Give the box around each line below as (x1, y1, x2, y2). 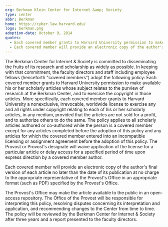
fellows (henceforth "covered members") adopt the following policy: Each (5, 74, 157, 80)
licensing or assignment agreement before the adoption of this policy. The (5, 138, 157, 144)
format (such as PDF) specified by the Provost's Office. (5, 180, 119, 186)
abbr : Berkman (5, 17, 35, 22)
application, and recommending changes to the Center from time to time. (5, 205, 155, 211)
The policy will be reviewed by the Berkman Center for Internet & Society (5, 211, 155, 217)
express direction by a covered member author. (5, 154, 103, 160)
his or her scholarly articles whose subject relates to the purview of (5, 85, 144, 91)
